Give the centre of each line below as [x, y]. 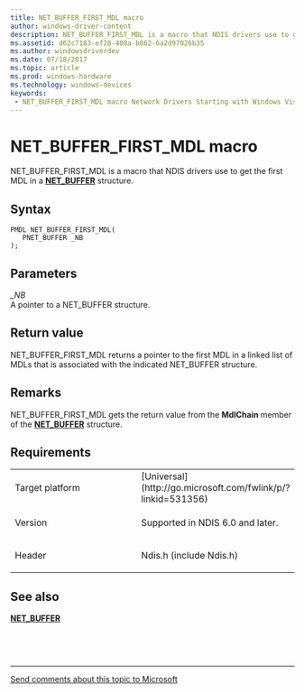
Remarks [36, 393]
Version [31, 522]
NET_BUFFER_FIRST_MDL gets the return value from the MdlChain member [151, 414]
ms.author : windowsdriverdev [65, 51]
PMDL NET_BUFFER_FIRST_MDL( [63, 230]
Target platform [47, 488]
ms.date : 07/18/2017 [49, 60]
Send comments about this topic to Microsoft [94, 679]
